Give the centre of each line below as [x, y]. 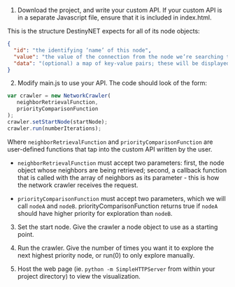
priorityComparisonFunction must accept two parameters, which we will [121, 198]
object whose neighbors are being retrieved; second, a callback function [122, 170]
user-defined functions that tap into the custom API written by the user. [110, 149]
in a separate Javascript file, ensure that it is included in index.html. [114, 17]
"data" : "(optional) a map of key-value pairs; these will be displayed [122, 63]
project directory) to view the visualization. [79, 276]
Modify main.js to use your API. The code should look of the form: [112, 83]
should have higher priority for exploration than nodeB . [95, 213]
